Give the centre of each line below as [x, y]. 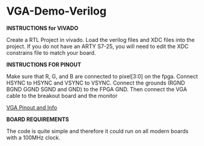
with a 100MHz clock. [34, 137]
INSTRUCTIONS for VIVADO [42, 28]
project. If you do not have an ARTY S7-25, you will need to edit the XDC [97, 46]
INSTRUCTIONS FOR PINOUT [44, 64]
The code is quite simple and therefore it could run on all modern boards [97, 131]
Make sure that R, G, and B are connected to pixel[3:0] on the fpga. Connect [102, 76]
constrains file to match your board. [51, 52]
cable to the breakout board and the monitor [62, 96]
